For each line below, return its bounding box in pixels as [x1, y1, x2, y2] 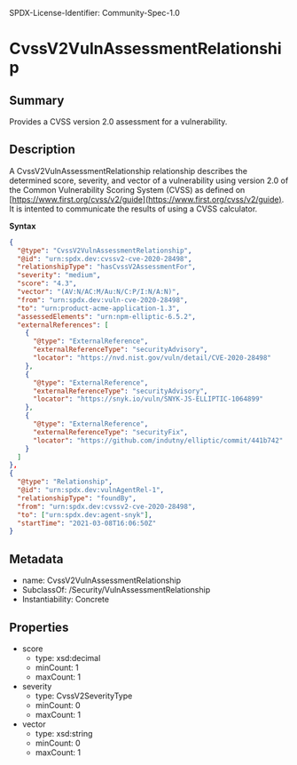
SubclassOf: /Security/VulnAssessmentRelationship [21, 585, 211, 595]
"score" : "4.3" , [17, 279, 77, 288]
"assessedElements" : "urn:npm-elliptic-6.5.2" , [17, 312, 197, 321]
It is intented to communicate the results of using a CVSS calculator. [9, 203, 258, 214]
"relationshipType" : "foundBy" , [17, 493, 137, 503]
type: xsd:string [35, 728, 93, 738]
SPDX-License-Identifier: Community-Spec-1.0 [9, 8, 180, 18]
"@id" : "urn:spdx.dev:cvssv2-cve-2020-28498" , [17, 254, 192, 263]
